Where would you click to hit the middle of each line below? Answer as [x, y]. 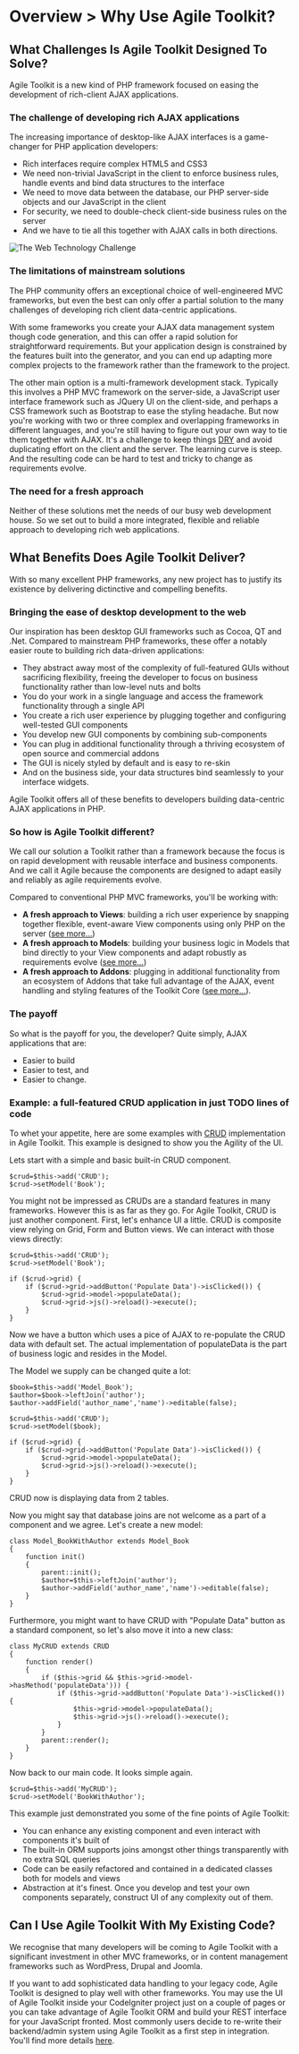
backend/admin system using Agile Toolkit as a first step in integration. [139, 2031]
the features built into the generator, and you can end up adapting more [141, 355]
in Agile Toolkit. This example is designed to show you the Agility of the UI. [146, 1142]
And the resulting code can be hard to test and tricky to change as [131, 458]
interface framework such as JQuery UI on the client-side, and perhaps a [144, 401]
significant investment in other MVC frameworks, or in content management [149, 1956]
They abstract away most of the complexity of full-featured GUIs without [156, 668]
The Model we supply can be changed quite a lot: [100, 1370]
